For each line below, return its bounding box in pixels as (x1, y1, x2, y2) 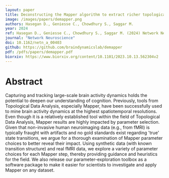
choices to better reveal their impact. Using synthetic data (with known (5, 140, 152, 146)
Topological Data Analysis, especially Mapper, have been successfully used (5, 103, 162, 109)
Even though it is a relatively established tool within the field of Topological (5, 114, 160, 120)
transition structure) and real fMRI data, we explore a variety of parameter (5, 146, 158, 152)
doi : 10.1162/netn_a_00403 (5, 40, 62, 45)
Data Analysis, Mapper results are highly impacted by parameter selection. (5, 119, 160, 125)
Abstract (5, 76, 43, 87)
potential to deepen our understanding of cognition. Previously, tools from (5, 98, 158, 104)
